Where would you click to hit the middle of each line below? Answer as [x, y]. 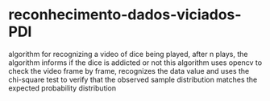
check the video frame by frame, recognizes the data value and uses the [129, 71]
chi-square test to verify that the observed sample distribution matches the [133, 79]
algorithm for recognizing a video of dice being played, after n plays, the [128, 54]
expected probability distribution [62, 88]
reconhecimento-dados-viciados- [125, 15]
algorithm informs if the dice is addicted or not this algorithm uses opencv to [135, 63]
